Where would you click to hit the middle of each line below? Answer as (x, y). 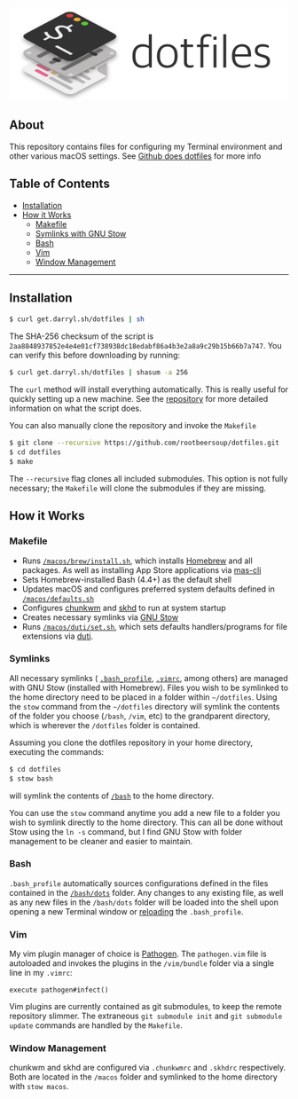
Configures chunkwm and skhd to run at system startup (124, 608)
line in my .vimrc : (41, 973)
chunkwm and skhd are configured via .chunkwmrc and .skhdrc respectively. (148, 1068)
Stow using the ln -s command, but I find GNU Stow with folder (126, 831)
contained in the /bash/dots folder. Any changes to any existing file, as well (146, 892)
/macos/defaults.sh (58, 599)
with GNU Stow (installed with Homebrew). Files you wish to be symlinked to (149, 687)
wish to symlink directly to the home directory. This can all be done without (146, 822)
